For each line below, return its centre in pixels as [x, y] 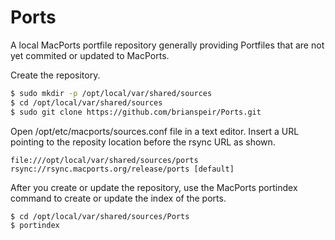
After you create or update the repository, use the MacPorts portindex [154, 187]
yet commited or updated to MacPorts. [90, 55]
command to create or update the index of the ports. [118, 198]
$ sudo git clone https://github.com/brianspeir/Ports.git [136, 112]
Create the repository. [55, 75]
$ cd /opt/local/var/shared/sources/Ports [100, 216]
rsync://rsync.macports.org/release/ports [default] [122, 169]
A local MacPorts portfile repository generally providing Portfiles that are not [167, 45]
